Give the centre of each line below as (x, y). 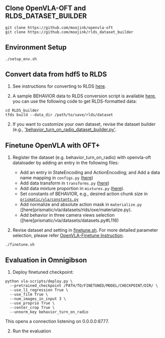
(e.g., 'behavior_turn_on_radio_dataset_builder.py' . (64, 129)
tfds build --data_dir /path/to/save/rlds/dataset (59, 115)
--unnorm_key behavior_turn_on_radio (49, 312)
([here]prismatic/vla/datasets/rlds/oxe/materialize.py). (76, 210)
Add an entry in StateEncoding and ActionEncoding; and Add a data (90, 173)
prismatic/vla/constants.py (49, 200)
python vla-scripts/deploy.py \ (39, 281)
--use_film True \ (29, 295)
